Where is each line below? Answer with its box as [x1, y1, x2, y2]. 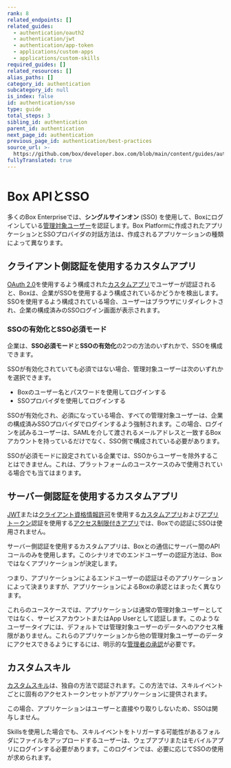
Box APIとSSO [7, 188, 90, 204]
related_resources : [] [7, 67, 72, 74]
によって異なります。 [7, 238, 67, 247]
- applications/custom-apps [13, 49, 94, 56]
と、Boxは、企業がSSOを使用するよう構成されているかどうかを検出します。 [7, 289, 222, 297]
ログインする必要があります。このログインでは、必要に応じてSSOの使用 [19, 745, 224, 753]
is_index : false [7, 93, 54, 100]
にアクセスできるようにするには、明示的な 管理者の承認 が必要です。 [7, 640, 199, 648]
